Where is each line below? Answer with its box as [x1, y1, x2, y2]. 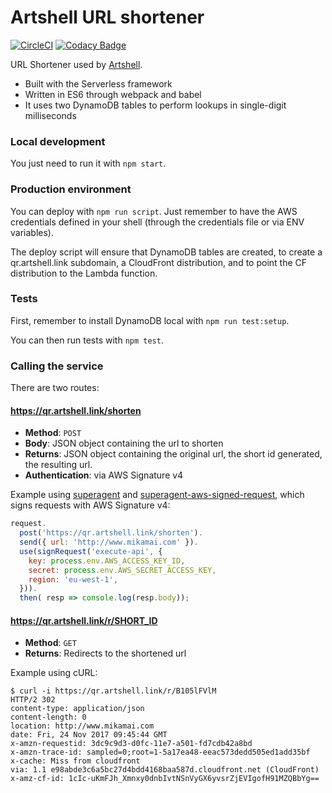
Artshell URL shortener [10, 6, 205, 29]
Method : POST [24, 427, 82, 439]
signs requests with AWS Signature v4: [10, 499, 171, 511]
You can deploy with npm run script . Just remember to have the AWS [10, 205, 298, 217]
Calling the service [10, 359, 104, 373]
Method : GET [24, 637, 77, 649]
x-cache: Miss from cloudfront [10, 756, 141, 766]
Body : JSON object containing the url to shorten [24, 437, 224, 450]
